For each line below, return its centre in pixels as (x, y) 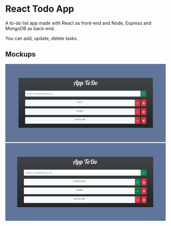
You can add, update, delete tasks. (41, 38)
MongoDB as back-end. (30, 28)
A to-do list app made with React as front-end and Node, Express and (78, 23)
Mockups (21, 54)
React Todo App (40, 9)
